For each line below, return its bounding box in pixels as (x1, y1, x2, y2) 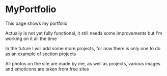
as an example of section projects (5, 51, 76, 57)
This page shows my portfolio (5, 20, 68, 26)
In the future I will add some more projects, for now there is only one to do (5, 45, 161, 51)
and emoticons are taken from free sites (5, 66, 89, 72)
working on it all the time (5, 35, 57, 42)
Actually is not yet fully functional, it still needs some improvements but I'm (5, 30, 162, 36)
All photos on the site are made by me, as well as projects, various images (5, 60, 160, 66)
